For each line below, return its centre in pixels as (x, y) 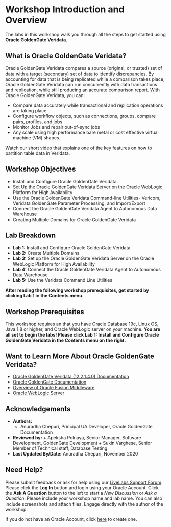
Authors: (22, 421)
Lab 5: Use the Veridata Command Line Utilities (63, 280)
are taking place (30, 110)
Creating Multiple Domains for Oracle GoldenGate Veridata (74, 219)
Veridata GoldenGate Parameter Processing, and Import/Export (79, 203)
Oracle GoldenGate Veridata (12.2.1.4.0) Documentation (71, 377)
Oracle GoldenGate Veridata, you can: (45, 95)
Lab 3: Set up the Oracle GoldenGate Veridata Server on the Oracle (83, 258)
